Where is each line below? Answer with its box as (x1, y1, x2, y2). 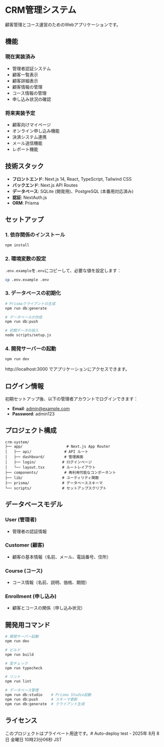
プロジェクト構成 (5, 426, 57, 435)
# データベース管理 (5, 688, 39, 693)
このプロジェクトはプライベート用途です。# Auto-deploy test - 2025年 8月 (5, 730, 156, 736)
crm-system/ (5, 440, 29, 444)
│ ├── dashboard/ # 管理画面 (5, 454, 84, 459)
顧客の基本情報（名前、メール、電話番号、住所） (12, 553, 111, 560)
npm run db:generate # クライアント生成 (5, 701, 85, 706)
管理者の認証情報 (12, 528, 47, 534)
